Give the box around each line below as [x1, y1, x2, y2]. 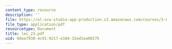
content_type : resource [5, 7, 56, 13]
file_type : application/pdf [5, 21, 66, 27]
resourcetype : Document [5, 27, 56, 32]
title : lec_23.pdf [5, 31, 45, 36]
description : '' [5, 12, 40, 17]
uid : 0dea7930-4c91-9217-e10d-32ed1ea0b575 [5, 36, 100, 41]
